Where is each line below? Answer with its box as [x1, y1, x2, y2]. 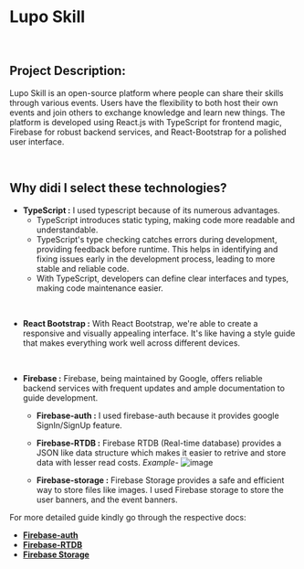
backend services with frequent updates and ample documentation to [22, 382, 286, 393]
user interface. [9, 135, 65, 147]
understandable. [36, 224, 99, 235]
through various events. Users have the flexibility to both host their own [9, 97, 278, 108]
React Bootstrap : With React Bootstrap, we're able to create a [22, 317, 258, 328]
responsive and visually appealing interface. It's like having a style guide [22, 327, 296, 338]
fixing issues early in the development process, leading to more [36, 253, 276, 264]
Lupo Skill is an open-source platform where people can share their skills [9, 87, 284, 98]
